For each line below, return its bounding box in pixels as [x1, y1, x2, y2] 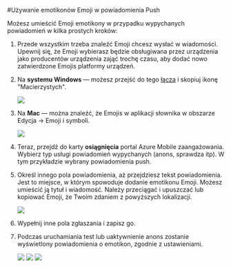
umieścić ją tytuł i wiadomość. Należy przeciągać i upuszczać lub [17, 186, 204, 193]
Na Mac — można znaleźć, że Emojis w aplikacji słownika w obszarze [17, 109, 215, 117]
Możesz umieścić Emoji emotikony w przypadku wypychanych [7, 19, 185, 27]
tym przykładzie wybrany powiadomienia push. [17, 157, 152, 165]
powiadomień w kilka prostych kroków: [7, 27, 118, 35]
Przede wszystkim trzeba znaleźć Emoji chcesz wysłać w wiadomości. [17, 40, 219, 48]
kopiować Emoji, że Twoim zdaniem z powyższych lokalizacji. [17, 193, 192, 201]
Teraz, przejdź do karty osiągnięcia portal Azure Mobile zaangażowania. [17, 143, 224, 151]
